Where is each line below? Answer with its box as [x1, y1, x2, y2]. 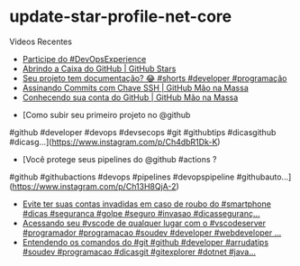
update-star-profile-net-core [9, 6, 232, 27]
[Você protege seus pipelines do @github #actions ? [22, 153, 217, 164]
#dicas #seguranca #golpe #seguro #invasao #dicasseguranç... [22, 207, 260, 218]
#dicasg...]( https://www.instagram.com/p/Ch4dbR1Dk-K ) [9, 136, 221, 147]
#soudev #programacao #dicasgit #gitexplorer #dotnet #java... [22, 246, 257, 257]
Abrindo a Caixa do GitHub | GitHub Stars [22, 63, 177, 74]
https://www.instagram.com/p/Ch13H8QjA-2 [12, 180, 177, 191]
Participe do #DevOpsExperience [22, 53, 147, 64]
